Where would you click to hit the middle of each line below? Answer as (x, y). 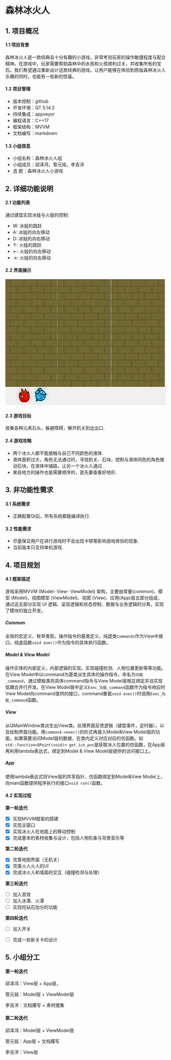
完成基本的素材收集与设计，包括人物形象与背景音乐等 (68, 838)
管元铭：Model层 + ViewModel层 (40, 995)
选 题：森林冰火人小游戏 (38, 171)
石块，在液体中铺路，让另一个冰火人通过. (60, 466)
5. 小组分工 (22, 958)
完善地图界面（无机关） (37, 860)
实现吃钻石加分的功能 (35, 907)
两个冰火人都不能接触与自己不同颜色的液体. (58, 453)
